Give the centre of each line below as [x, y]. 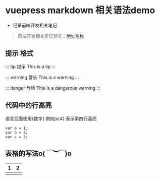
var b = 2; [17, 132]
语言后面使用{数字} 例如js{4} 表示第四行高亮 [51, 118]
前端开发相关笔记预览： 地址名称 [51, 36]
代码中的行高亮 [29, 106]
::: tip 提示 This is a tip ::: [31, 67]
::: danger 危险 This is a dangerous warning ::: [53, 88]
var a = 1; [17, 128]
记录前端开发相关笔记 [35, 25]
